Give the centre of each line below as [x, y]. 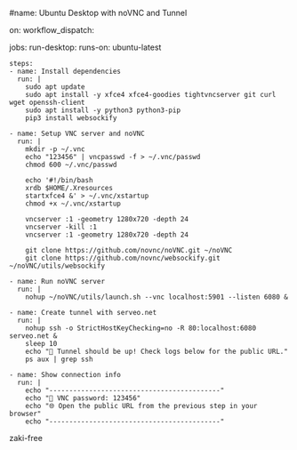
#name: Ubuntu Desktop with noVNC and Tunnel [98, 13]
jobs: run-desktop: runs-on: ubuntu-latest [85, 47]
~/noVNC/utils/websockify [57, 266]
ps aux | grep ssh [59, 359]
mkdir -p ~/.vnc [56, 149]
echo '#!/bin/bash [59, 181]
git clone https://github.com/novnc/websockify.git [123, 258]
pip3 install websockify [71, 118]
